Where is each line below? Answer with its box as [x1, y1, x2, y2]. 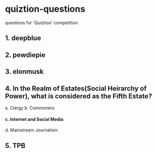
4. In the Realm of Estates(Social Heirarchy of [5, 84, 147, 92]
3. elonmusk [5, 67, 44, 76]
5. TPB [5, 141, 26, 150]
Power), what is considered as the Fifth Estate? [5, 92, 153, 100]
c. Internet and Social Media [5, 116, 64, 122]
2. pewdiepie [5, 51, 46, 59]
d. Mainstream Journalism [5, 127, 58, 133]
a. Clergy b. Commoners [5, 105, 55, 111]
